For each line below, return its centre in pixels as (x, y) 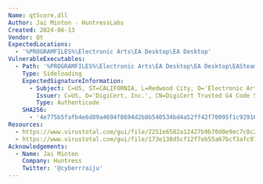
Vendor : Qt (26, 37)
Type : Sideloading (52, 74)
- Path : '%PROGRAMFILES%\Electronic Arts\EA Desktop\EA (108, 67)
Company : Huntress (52, 161)
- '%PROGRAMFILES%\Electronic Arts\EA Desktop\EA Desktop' (113, 52)
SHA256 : (34, 110)
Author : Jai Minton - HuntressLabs (66, 23)
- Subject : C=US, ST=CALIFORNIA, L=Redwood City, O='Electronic (136, 88)
